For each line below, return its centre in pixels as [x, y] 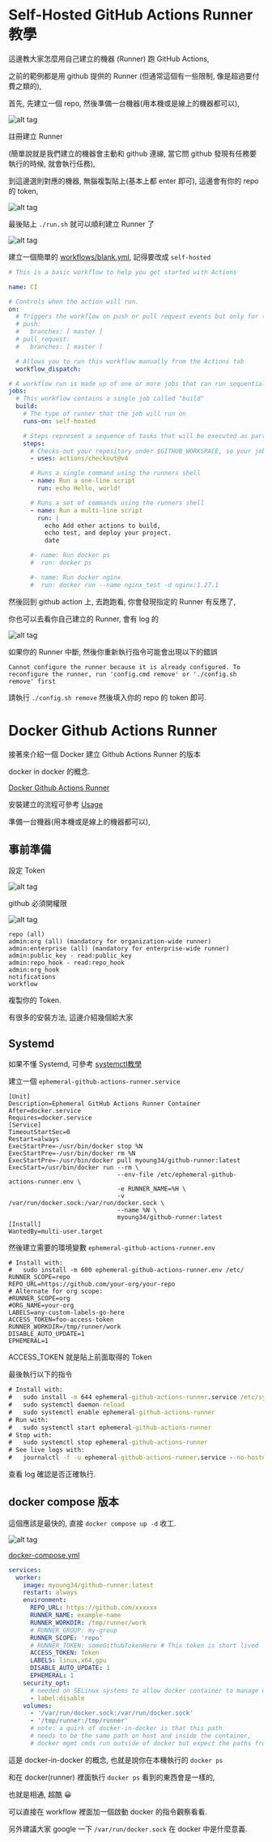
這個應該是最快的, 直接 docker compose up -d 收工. [92, 1523]
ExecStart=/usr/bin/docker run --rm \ [74, 1168]
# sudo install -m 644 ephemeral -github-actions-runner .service [123, 1398]
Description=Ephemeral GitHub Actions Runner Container [104, 1104]
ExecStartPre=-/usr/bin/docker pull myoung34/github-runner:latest [125, 1161]
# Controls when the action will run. [74, 302]
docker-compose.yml [44, 1555]
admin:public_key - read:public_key [70, 956]
